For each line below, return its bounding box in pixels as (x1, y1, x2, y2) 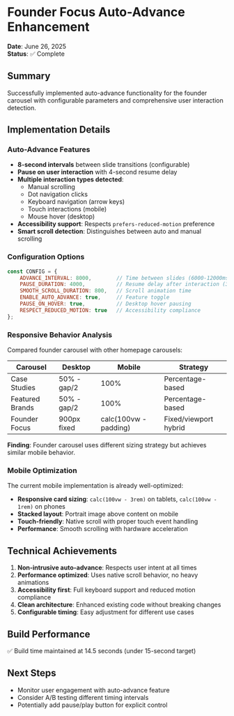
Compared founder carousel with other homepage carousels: (7, 346, 183, 355)
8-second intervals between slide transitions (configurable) (17, 161, 190, 169)
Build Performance (7, 628, 91, 640)
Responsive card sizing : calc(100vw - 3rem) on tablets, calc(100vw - (17, 495, 217, 503)
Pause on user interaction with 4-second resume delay (17, 168, 178, 177)
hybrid (164, 423, 186, 433)
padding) (100, 423, 131, 433)
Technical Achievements (7, 545, 117, 557)
